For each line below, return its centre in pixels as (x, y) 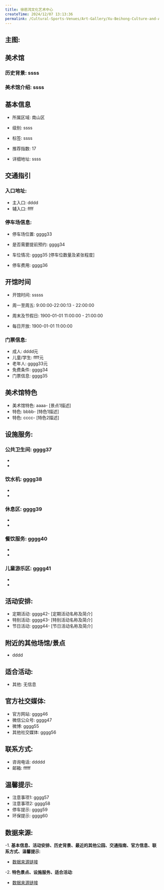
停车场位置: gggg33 (32, 234)
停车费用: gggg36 (30, 265)
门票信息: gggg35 (30, 376)
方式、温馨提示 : (25, 851)
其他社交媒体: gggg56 (34, 732)
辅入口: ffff (23, 209)
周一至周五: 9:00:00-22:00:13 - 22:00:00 (53, 305)
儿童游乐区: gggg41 (28, 568)
